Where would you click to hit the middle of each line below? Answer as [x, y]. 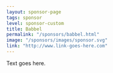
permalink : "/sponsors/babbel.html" [53, 35]
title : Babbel [24, 29]
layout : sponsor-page [34, 12]
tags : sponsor [24, 18]
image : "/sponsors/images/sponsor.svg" [57, 40]
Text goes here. [26, 63]
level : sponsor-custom [35, 23]
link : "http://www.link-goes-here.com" [57, 46]
